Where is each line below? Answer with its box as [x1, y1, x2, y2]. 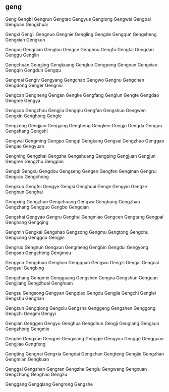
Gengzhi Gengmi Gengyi [5, 310, 57, 316]
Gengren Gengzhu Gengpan [5, 158, 64, 164]
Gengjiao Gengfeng [5, 341, 46, 347]
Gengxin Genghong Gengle [5, 113, 62, 119]
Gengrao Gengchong [5, 173, 49, 180]
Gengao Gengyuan [5, 143, 44, 149]
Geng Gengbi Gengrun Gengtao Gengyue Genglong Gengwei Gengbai [5, 16, 151, 22]
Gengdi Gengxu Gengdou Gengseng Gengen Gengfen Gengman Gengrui [5, 168, 157, 174]
